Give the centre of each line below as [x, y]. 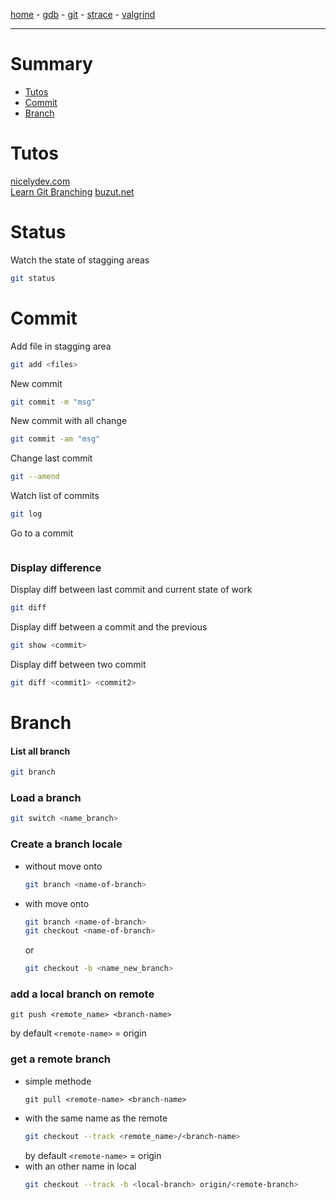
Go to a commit [42, 533]
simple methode [58, 1081]
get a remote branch [60, 1059]
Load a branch [46, 798]
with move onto [57, 903]
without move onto [63, 866]
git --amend [35, 477]
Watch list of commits [55, 496]
